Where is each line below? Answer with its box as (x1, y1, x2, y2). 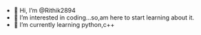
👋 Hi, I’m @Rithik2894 (13, 7, 76, 14)
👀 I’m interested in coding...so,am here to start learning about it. (13, 13, 195, 22)
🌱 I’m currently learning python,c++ (13, 21, 115, 28)
